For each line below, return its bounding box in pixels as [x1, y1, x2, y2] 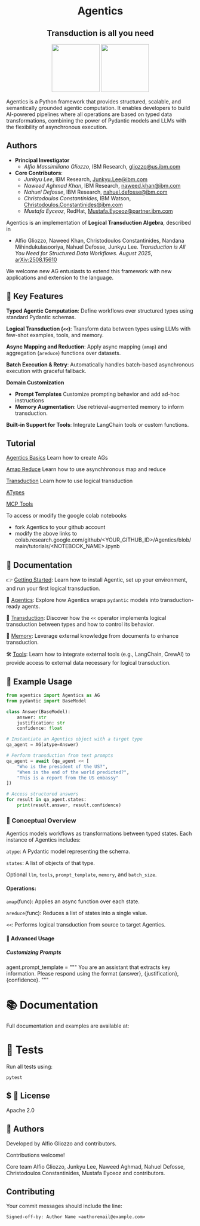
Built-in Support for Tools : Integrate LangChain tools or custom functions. [6, 421, 189, 428]
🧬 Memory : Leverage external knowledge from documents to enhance [6, 632, 179, 640]
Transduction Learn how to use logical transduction [6, 477, 133, 485]
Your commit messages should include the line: [6, 1203, 122, 1210]
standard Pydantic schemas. [6, 313, 76, 320]
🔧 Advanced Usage [6, 935, 55, 942]
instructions [14, 396, 45, 404]
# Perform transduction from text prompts [6, 753, 113, 759]
